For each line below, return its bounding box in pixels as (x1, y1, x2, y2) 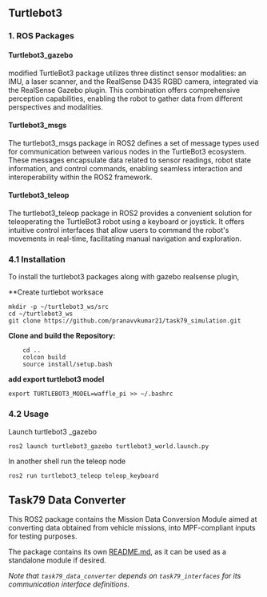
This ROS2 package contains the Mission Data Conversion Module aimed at (8, 515, 257, 524)
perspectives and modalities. (8, 102, 104, 111)
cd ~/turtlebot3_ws (8, 310, 74, 319)
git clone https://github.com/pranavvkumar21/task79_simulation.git (8, 317, 241, 325)
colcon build (22, 354, 66, 362)
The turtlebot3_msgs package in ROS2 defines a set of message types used (8, 138, 260, 147)
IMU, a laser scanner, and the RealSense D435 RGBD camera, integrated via (8, 76, 258, 86)
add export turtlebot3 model (8, 375, 105, 384)
